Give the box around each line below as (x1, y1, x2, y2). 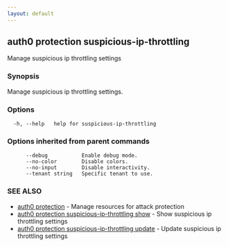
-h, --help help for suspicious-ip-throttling (13, 121, 157, 128)
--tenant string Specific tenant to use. (25, 171, 154, 178)
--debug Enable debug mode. (25, 152, 138, 160)
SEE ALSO (7, 187, 42, 196)
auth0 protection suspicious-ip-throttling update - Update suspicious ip (17, 224, 222, 232)
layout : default (7, 10, 54, 17)
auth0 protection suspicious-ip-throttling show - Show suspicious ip (17, 210, 212, 218)
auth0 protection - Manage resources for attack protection (17, 202, 185, 210)
